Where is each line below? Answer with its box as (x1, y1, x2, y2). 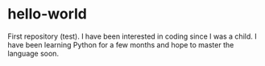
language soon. (7, 48, 60, 58)
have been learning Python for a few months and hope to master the (7, 39, 234, 49)
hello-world (7, 5, 88, 23)
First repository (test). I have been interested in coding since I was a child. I (7, 31, 257, 41)
